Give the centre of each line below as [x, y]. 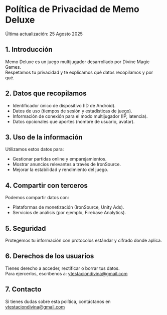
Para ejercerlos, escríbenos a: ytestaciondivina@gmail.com [66, 273]
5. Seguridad [26, 228]
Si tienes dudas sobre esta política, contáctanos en [58, 301]
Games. [13, 67]
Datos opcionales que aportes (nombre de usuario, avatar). [73, 121]
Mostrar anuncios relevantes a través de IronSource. [67, 165]
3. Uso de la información [44, 137]
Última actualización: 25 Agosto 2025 [44, 34]
